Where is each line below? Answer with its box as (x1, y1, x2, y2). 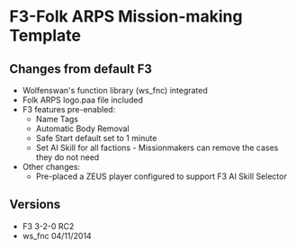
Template (9, 25, 81, 46)
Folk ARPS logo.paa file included (22, 94, 144, 105)
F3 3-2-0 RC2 (22, 220, 75, 231)
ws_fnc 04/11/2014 (22, 230, 92, 241)
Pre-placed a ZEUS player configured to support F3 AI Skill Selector (35, 171, 288, 182)
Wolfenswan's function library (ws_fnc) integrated (22, 85, 209, 95)
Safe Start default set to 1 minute (35, 133, 157, 143)
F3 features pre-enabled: (22, 104, 116, 114)
